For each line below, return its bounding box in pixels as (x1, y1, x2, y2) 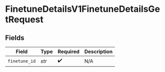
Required (57, 48, 80, 55)
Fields (5, 34, 25, 42)
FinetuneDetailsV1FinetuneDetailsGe (5, 3, 161, 15)
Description (84, 48, 113, 55)
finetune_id (7, 58, 36, 64)
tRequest (5, 14, 44, 25)
